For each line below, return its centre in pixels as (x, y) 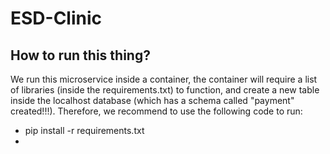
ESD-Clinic (56, 18)
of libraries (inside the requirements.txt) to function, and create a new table (165, 90)
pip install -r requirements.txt (84, 130)
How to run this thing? (80, 55)
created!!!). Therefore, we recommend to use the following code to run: (156, 111)
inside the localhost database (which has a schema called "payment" (152, 100)
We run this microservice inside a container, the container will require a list (164, 79)
